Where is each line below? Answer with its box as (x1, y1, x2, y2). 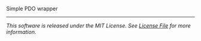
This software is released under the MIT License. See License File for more (6, 22, 191, 29)
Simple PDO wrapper (6, 5, 58, 12)
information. (6, 29, 36, 35)
